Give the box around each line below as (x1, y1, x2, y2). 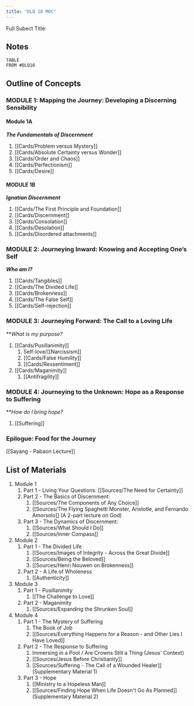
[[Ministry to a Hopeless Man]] (32, 681, 106, 688)
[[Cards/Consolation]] (14, 218, 67, 225)
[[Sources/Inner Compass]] (32, 531, 98, 538)
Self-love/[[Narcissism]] (23, 348, 81, 355)
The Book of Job (32, 624, 73, 631)
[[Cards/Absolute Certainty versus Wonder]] (14, 148, 122, 156)
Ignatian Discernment (6, 194, 60, 201)
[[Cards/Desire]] (14, 167, 55, 174)
